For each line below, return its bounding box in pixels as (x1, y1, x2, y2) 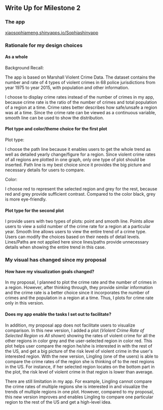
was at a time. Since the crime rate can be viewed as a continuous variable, (5, 109, 157, 115)
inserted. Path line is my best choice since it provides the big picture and (5, 162, 151, 168)
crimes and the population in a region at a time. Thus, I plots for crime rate (5, 295, 154, 301)
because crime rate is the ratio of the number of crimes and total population (5, 99, 157, 105)
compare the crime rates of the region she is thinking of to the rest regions (5, 358, 155, 364)
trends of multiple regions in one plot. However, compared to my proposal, (5, 389, 154, 394)
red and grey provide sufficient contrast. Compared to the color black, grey (5, 191, 156, 197)
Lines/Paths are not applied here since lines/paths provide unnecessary (5, 239, 149, 245)
